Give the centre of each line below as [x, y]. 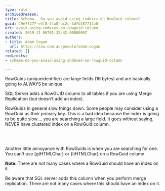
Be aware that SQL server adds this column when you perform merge [76, 178]
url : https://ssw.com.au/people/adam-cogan [55, 47]
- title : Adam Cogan [26, 42]
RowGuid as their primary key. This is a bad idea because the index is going [82, 114]
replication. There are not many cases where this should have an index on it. [83, 184]
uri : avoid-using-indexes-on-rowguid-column [52, 28]
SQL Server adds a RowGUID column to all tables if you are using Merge [79, 94]
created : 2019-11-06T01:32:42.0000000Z [46, 33]
